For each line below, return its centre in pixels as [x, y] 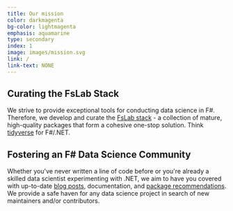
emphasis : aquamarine [39, 33]
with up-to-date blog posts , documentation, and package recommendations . [117, 186]
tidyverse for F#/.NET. [39, 132]
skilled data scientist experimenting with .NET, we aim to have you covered [114, 179]
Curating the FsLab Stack [63, 94]
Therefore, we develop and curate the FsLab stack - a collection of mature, [115, 118]
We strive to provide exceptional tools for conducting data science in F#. [111, 110]
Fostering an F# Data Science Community [99, 154]
